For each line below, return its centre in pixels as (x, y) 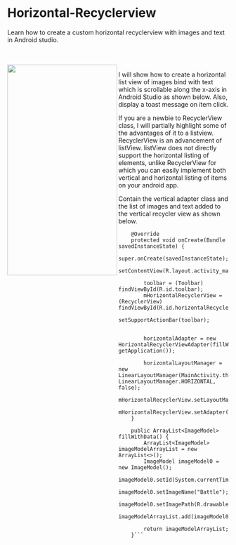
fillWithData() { (144, 437)
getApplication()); (147, 350)
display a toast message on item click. (173, 104)
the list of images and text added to (170, 206)
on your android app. (149, 185)
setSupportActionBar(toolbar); (164, 320)
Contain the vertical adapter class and (173, 199)
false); (130, 388)
